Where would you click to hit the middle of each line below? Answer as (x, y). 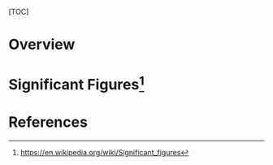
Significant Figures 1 (76, 83)
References (48, 122)
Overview (42, 45)
